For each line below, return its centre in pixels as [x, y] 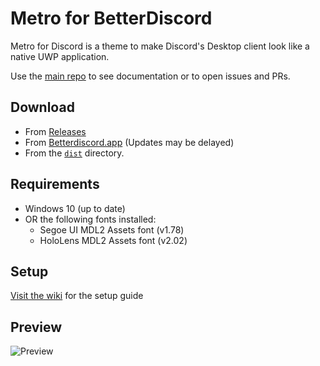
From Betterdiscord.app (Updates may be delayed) [129, 142]
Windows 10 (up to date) [75, 208]
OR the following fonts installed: [90, 219]
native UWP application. [60, 56]
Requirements [55, 184]
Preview [36, 327]
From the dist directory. [74, 153]
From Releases [55, 131]
